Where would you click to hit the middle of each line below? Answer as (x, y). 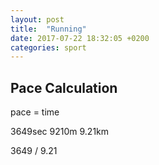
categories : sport (48, 47)
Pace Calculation (64, 87)
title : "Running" (48, 29)
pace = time (35, 112)
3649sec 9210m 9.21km (60, 132)
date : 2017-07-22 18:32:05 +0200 (80, 38)
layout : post (37, 19)
